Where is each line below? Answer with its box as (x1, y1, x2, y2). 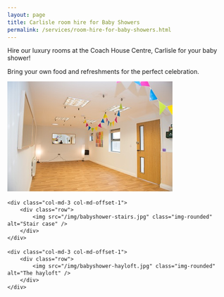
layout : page (7, 11, 46, 18)
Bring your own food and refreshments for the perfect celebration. (7, 68, 199, 76)
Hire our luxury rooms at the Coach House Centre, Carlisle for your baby (7, 46, 218, 55)
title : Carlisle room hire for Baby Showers (7, 18, 140, 26)
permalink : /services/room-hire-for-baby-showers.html (7, 26, 172, 33)
